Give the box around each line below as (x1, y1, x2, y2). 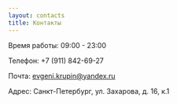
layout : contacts (8, 11, 65, 20)
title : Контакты (8, 19, 61, 27)
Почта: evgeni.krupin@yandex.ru (8, 71, 116, 80)
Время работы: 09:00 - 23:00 (8, 40, 106, 50)
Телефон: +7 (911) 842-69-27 (8, 56, 105, 65)
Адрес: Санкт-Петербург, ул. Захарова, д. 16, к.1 (8, 86, 170, 95)
